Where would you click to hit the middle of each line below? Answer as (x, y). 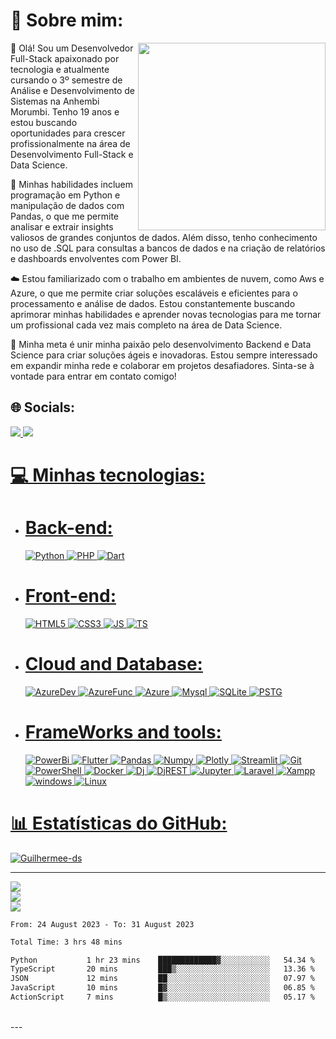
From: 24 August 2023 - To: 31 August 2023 (102, 924)
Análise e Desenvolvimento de (72, 90)
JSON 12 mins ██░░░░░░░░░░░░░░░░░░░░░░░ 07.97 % (162, 979)
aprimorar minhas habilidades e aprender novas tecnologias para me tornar (166, 314)
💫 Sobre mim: (67, 20)
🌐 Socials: (43, 407)
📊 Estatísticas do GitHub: (119, 823)
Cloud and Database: (113, 664)
